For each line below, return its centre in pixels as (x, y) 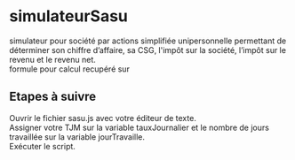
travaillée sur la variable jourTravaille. (77, 137)
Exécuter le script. (42, 146)
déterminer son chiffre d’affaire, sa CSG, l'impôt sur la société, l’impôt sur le (148, 50)
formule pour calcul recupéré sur (70, 69)
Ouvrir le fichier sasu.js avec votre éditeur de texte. (103, 118)
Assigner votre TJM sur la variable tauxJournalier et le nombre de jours (139, 127)
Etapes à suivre (53, 97)
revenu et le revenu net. (52, 59)
